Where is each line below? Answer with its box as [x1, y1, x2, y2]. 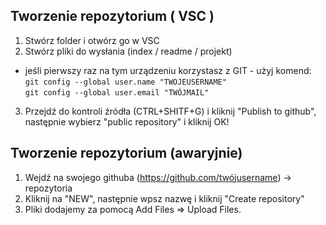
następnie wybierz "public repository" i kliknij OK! [24, 115, 230, 128]
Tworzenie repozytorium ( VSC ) [10, 8, 215, 25]
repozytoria [24, 182, 73, 194]
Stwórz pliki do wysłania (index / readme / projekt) [24, 45, 233, 57]
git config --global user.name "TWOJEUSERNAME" [24, 77, 227, 87]
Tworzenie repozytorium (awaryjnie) [10, 145, 243, 162]
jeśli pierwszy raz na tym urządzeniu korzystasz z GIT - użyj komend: [24, 64, 312, 76]
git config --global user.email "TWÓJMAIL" [24, 87, 210, 98]
